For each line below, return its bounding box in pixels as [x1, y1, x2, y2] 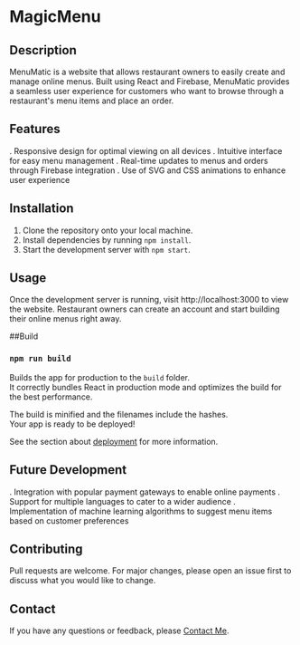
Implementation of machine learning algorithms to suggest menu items [9, 505, 273, 516]
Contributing [9, 541, 83, 556]
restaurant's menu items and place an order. [9, 95, 174, 106]
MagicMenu [9, 6, 101, 27]
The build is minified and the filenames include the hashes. [9, 409, 229, 419]
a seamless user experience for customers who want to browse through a [9, 86, 285, 96]
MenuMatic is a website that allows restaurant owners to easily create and [9, 66, 286, 77]
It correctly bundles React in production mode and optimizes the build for [9, 381, 282, 392]
